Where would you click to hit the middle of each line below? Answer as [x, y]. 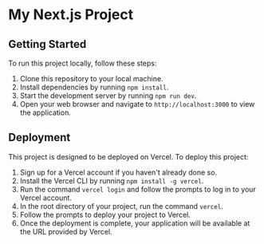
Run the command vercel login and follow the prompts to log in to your [138, 189]
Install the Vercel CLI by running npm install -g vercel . [112, 180]
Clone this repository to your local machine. [91, 79]
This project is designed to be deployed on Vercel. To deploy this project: [128, 156]
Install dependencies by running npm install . [94, 87]
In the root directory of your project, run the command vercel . [121, 206]
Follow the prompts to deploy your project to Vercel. [105, 214]
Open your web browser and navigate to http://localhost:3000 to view [137, 104]
